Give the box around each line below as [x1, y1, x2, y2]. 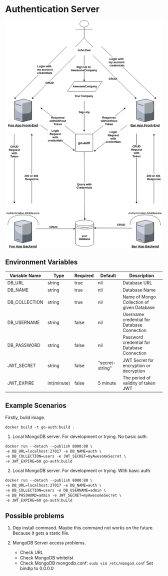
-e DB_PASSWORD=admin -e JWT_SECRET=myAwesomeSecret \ [5, 493, 122, 498]
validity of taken [122, 380, 156, 386]
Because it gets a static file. [12, 530, 70, 536]
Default [100, 272, 116, 278]
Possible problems [5, 511, 64, 520]
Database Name [122, 286, 156, 293]
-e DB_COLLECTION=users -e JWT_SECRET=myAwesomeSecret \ [5, 454, 126, 459]
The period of [122, 374, 151, 380]
